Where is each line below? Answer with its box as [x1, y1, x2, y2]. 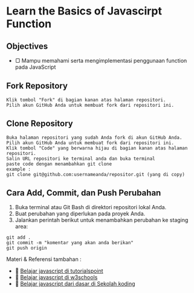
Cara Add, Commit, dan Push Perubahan [6, 188, 161, 198]
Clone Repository [6, 119, 74, 129]
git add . [6, 235, 31, 241]
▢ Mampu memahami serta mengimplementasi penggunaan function [15, 57, 187, 64]
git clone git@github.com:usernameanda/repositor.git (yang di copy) [6, 171, 186, 177]
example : [6, 166, 31, 172]
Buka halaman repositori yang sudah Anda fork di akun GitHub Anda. [6, 134, 183, 140]
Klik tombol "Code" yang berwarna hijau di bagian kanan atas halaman [6, 145, 188, 151]
